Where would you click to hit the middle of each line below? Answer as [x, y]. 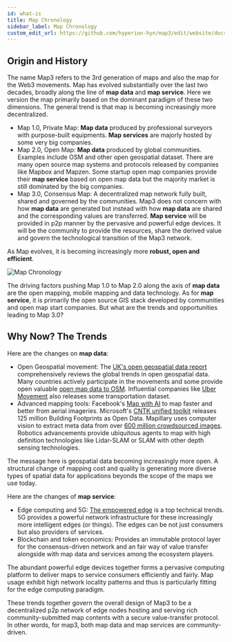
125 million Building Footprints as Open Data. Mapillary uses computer [117, 418]
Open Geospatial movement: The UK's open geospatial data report [112, 367]
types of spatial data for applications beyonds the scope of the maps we [110, 475]
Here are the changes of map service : [61, 496]
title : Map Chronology [40, 20]
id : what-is [24, 13]
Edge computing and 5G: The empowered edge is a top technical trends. [120, 510]
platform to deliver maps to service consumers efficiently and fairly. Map [110, 574]
